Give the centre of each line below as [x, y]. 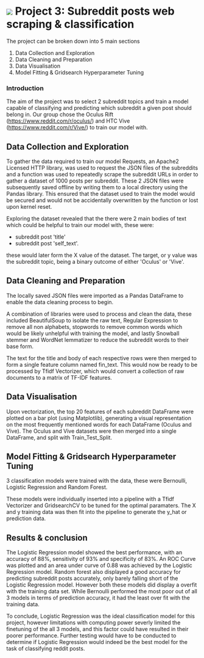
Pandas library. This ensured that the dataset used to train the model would [101, 194]
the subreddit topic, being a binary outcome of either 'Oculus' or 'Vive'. [95, 262]
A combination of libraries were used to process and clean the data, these [99, 314]
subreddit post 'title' [40, 237]
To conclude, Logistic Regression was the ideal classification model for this [100, 616]
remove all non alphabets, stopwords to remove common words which [94, 327]
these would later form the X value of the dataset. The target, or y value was [102, 255]
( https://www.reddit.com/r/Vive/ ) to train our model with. [77, 128]
